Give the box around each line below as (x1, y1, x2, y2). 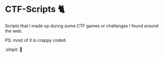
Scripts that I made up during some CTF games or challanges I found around (5, 23, 159, 29)
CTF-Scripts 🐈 (5, 4, 65, 15)
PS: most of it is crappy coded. (5, 37, 67, 43)
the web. (5, 28, 23, 34)
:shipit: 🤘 (5, 46, 23, 52)
